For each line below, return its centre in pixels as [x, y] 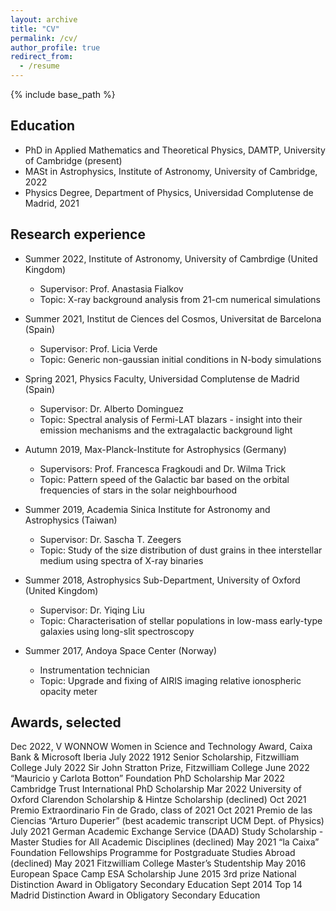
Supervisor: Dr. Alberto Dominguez [111, 408]
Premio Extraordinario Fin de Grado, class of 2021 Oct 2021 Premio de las [161, 810]
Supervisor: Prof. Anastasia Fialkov [111, 288]
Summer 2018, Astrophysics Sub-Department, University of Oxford [162, 580]
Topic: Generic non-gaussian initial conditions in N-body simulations [180, 359]
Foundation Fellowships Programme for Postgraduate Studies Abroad [153, 853]
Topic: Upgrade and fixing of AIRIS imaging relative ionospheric [170, 680]
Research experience [78, 234]
